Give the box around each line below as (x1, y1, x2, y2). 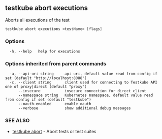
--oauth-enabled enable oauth (18, 102, 92, 107)
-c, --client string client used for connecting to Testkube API (9, 80, 158, 85)
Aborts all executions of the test (5, 17, 70, 23)
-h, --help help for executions (9, 49, 80, 54)
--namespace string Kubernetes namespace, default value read (18, 93, 153, 98)
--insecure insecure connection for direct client (18, 88, 147, 94)
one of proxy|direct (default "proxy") (5, 84, 87, 89)
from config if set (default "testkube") (5, 97, 92, 102)
